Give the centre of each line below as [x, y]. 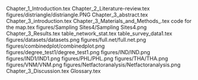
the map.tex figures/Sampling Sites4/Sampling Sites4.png [77, 27]
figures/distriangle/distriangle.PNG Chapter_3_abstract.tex [77, 15]
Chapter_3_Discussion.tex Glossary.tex [53, 71]
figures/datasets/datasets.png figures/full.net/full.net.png [76, 40]
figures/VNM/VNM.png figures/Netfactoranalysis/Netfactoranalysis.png [93, 65]
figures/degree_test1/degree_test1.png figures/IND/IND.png [78, 52]
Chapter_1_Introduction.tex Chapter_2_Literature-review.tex [78, 9]
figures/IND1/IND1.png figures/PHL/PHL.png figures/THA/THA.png [87, 59]
